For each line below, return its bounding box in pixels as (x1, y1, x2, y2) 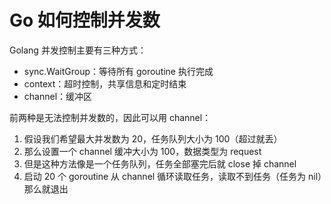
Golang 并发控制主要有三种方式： (9, 44, 147, 56)
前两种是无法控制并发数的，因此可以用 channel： (9, 111, 212, 123)
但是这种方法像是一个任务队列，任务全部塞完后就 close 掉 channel (23, 157, 297, 170)
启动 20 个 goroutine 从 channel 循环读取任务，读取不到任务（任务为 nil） (23, 170, 323, 182)
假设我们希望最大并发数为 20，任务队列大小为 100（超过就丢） (23, 132, 283, 145)
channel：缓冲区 (23, 90, 93, 102)
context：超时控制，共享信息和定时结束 (23, 77, 187, 90)
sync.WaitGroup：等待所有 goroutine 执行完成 (23, 65, 214, 77)
